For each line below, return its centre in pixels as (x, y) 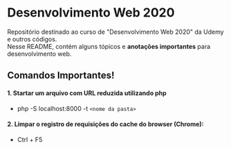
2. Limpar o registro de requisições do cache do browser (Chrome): (105, 124)
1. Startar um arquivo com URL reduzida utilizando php (87, 93)
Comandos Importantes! (61, 76)
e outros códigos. (32, 39)
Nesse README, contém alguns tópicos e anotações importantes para (109, 46)
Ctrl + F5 (30, 139)
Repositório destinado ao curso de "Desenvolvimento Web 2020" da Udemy (115, 32)
